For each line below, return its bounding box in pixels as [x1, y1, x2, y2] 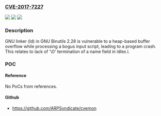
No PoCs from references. [5, 83, 57, 89]
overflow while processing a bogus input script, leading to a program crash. [5, 43, 157, 49]
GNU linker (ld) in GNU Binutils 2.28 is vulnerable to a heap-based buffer [5, 38, 150, 44]
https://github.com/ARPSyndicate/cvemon [12, 105, 97, 111]
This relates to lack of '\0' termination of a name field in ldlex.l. [5, 49, 130, 54]
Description [5, 27, 33, 34]
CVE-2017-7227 [5, 3, 44, 10]
